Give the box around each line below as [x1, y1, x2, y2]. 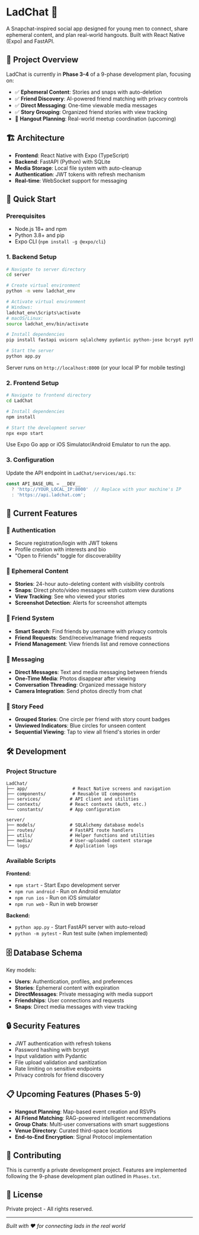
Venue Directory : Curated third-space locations [14, 1127, 132, 1134]
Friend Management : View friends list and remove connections [14, 640, 170, 647]
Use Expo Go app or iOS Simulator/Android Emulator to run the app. [6, 441, 171, 448]
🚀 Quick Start [6, 194, 56, 204]
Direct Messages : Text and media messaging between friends [14, 668, 168, 675]
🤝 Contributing [6, 1151, 62, 1161]
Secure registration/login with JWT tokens [14, 539, 118, 547]
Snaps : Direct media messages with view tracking [14, 1003, 137, 1011]
